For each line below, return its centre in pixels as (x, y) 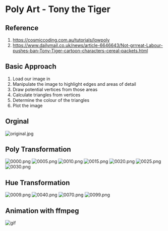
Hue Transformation (38, 183)
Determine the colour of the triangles (51, 100)
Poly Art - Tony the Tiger (58, 9)
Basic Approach (31, 67)
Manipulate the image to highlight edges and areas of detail (74, 84)
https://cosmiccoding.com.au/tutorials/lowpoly (61, 40)
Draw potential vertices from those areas (55, 89)
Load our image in (31, 79)
